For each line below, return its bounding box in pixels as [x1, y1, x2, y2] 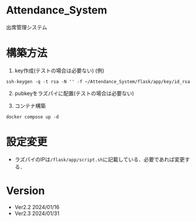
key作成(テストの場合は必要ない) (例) [14, 67, 104, 74]
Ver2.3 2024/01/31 [14, 210, 60, 217]
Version [6, 184, 45, 197]
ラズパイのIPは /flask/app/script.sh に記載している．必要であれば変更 [14, 156, 185, 163]
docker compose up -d [6, 114, 59, 120]
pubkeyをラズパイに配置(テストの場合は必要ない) [14, 89, 134, 97]
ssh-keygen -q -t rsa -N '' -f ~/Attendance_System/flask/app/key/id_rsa [6, 79, 191, 85]
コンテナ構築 [14, 102, 46, 109]
